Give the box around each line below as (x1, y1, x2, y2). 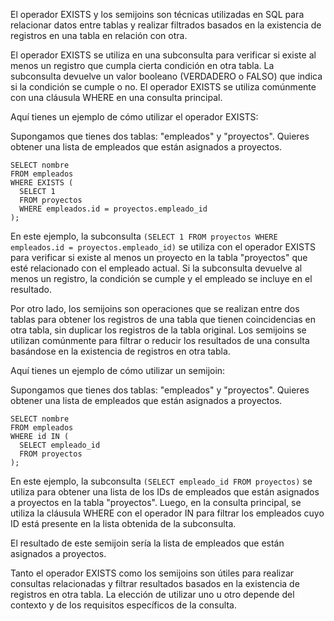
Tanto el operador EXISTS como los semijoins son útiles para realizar (10, 567, 295, 579)
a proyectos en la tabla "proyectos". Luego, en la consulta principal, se (10, 497, 302, 508)
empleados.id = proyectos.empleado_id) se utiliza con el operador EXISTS (10, 241, 317, 253)
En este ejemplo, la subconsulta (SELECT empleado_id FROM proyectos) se (10, 475, 313, 487)
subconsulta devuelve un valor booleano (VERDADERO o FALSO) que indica (10, 70, 323, 82)
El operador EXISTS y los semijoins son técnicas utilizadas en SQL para (10, 9, 305, 20)
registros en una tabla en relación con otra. (10, 30, 188, 41)
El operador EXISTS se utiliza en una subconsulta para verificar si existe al (10, 49, 317, 61)
